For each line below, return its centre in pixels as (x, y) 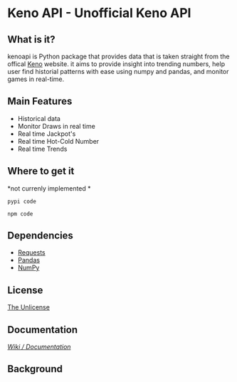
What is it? (31, 39)
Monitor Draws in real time (57, 126)
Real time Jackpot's (47, 134)
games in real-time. (36, 79)
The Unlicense (28, 307)
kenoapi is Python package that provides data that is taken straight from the (118, 56)
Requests (31, 253)
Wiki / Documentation (39, 347)
